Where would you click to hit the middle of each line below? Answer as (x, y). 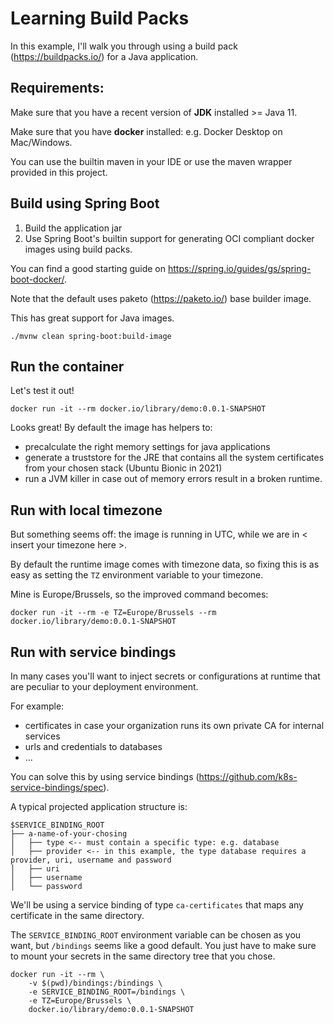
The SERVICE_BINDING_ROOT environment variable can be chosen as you (156, 935)
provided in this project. (59, 172)
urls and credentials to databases (93, 746)
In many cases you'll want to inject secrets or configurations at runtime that (165, 676)
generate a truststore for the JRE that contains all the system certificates (174, 458)
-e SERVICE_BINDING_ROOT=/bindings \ (107, 992)
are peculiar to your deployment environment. (104, 686)
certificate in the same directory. (77, 915)
